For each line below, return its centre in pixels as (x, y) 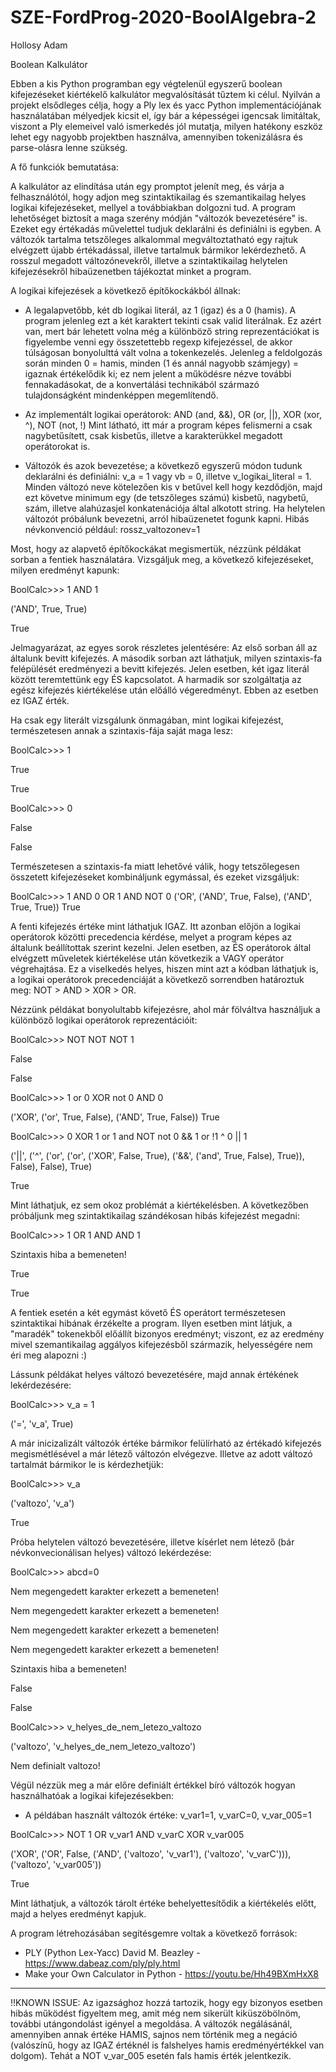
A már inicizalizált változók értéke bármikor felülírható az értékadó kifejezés (166, 1443)
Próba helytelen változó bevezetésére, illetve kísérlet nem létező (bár (152, 1542)
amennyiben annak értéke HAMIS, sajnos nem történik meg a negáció (154, 2034)
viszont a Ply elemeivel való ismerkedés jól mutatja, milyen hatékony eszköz (166, 126)
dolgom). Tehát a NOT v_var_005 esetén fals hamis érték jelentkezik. (151, 2055)
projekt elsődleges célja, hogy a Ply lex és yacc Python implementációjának (166, 105)
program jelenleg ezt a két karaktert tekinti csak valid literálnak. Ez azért (173, 320)
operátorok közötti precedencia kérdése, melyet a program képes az (151, 937)
